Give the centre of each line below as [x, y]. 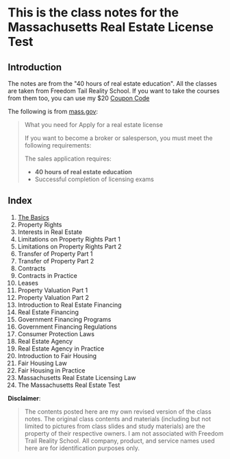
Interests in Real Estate [50, 232]
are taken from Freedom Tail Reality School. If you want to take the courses [114, 91]
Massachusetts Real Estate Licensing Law [77, 377]
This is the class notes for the [93, 13]
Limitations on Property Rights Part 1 [69, 239]
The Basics [34, 217]
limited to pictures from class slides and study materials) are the [115, 426]
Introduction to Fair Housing [57, 355]
